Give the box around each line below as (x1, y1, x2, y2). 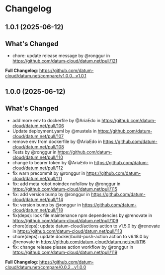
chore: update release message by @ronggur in (12, 53, 110, 59)
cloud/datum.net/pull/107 (12, 133, 64, 139)
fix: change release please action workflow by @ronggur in (12, 244, 133, 250)
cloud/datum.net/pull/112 (12, 165, 63, 171)
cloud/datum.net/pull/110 (12, 154, 64, 160)
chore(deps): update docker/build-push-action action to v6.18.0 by (12, 233, 149, 239)
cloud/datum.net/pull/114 (12, 197, 64, 203)
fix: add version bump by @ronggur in (12, 191, 90, 197)
